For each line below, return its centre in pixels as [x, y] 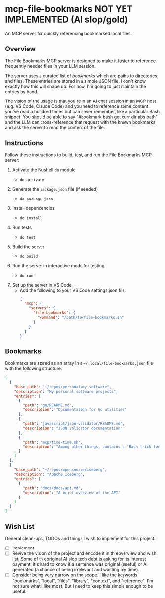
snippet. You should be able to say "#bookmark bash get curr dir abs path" [82, 117]
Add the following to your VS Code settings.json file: [73, 290]
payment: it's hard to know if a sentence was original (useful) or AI [80, 564]
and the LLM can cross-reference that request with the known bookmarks [80, 122]
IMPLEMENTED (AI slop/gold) [67, 20]
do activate [32, 180]
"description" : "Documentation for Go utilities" [75, 410]
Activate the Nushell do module [44, 170]
